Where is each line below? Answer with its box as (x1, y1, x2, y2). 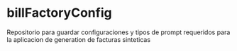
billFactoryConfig (6, 5, 112, 21)
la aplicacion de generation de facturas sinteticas (6, 35, 150, 43)
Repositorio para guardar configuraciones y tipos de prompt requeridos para (6, 28, 231, 36)
